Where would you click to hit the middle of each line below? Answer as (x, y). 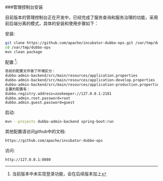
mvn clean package (24, 52)
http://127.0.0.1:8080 (28, 160)
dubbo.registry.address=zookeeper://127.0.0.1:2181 (58, 93)
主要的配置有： (18, 89)
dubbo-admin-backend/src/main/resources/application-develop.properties (80, 80)
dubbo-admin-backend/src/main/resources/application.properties (71, 76)
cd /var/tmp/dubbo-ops (28, 47)
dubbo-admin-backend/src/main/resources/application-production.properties (83, 84)
